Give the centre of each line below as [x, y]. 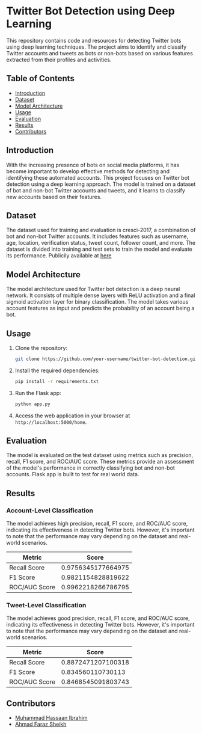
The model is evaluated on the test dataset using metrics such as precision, [100, 455]
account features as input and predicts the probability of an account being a [100, 308]
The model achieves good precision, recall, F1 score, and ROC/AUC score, [98, 618]
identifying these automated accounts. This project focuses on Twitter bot [98, 177]
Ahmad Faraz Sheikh [41, 724]
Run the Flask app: [38, 393]
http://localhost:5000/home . [51, 422]
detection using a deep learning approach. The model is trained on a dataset [101, 184]
